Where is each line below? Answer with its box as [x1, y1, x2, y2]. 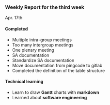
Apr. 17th [5, 15, 23, 21]
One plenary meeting [12, 47, 54, 53]
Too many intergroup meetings [12, 42, 74, 47]
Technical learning [5, 79, 44, 85]
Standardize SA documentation [12, 57, 75, 63]
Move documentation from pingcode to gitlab [12, 62, 103, 68]
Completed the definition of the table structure [12, 67, 105, 74]
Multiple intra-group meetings [12, 37, 72, 43]
